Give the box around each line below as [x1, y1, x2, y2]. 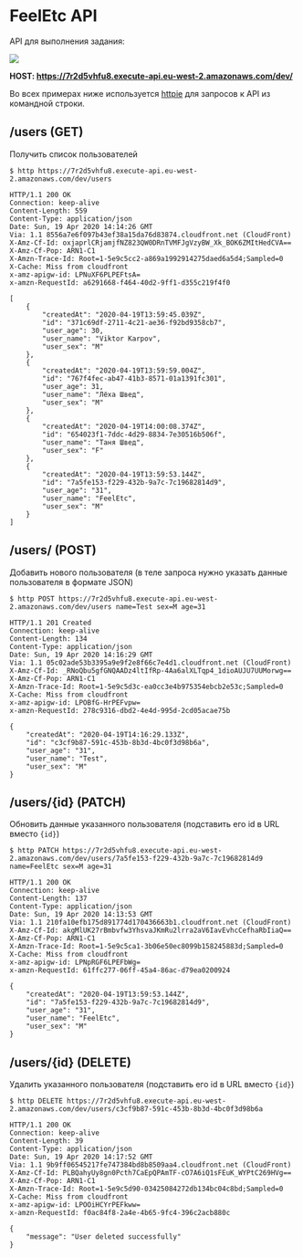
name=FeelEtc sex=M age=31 [9, 862, 112, 872]
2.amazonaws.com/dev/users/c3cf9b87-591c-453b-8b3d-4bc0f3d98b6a [9, 1105, 263, 1114]
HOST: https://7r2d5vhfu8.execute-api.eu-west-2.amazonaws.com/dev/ [9, 70, 294, 81]
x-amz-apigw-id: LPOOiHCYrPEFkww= [9, 1200, 141, 1210]
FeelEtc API [9, 5, 98, 26]
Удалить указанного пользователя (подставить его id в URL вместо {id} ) [9, 1079, 295, 1090]
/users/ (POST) [9, 542, 98, 558]
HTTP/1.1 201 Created [9, 618, 92, 627]
